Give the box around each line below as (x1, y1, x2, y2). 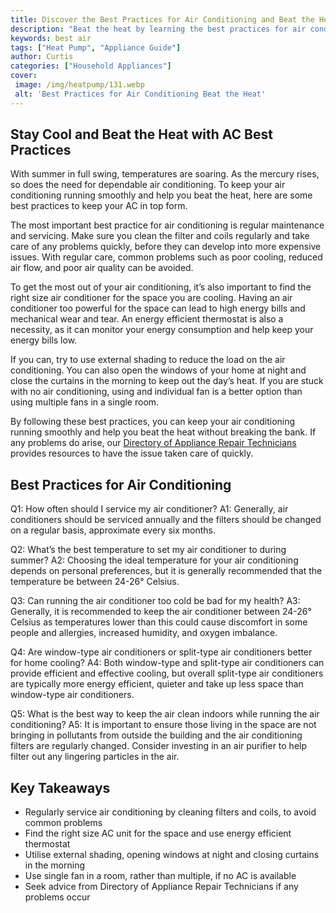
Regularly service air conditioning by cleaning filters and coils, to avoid (24, 806, 317, 818)
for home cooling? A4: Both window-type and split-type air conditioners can (10, 657, 325, 669)
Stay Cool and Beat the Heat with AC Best (10, 126, 273, 143)
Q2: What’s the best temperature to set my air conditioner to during (10, 544, 287, 556)
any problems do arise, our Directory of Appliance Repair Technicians (10, 437, 297, 449)
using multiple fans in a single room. (10, 396, 160, 408)
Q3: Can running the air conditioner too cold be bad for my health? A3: (10, 595, 301, 607)
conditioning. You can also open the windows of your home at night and (10, 364, 307, 376)
